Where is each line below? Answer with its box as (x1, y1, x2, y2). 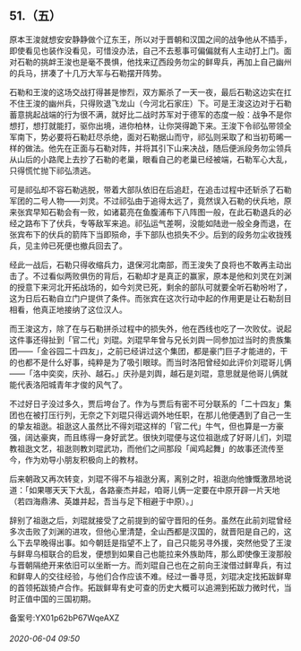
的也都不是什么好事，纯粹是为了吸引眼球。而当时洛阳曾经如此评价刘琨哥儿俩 (9, 357, 292, 368)
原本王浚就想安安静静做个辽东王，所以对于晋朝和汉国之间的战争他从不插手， (9, 34, 292, 45)
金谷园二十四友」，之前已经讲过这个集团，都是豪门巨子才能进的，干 (39, 345, 288, 356)
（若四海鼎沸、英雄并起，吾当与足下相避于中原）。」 (9, 496, 198, 507)
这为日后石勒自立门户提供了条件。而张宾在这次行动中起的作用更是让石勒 (9, 292, 276, 303)
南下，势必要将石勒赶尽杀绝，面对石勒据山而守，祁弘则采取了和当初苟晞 (16, 131, 284, 142)
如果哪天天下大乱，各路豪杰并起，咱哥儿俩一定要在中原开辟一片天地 (28, 484, 280, 495)
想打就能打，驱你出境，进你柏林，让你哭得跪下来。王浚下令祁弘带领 (32, 120, 284, 131)
